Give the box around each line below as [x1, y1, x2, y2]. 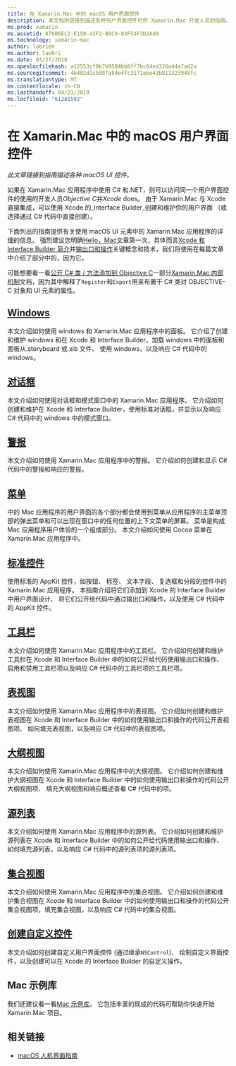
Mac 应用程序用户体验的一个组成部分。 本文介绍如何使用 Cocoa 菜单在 [7, 525, 213, 534]
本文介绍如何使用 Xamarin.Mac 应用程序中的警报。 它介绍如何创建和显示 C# [7, 456, 228, 465]
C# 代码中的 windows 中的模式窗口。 [7, 414, 115, 422]
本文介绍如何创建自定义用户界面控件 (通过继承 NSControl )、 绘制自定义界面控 [7, 947, 229, 957]
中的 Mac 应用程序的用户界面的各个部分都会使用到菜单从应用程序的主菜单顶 [7, 508, 228, 516]
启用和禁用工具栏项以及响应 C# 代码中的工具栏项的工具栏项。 [7, 664, 186, 672]
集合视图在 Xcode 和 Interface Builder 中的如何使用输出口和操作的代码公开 [13, 897, 230, 905]
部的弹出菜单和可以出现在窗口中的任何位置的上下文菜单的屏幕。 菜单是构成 [7, 517, 225, 525]
